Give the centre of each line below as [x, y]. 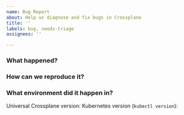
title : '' [19, 23]
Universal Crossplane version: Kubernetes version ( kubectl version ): [92, 106]
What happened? [32, 61]
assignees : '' [24, 34]
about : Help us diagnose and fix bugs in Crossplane [74, 17]
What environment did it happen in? [60, 93]
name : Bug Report [28, 12]
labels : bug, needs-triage [40, 29]
